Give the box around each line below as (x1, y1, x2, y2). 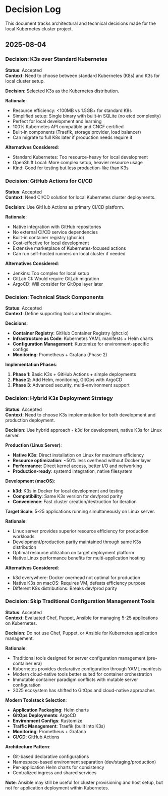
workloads (12, 533, 35, 539)
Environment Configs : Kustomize (12, 717, 83, 724)
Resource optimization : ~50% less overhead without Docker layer (12, 457, 151, 463)
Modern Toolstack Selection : (5, 697, 67, 703)
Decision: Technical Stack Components (5, 293, 104, 300)
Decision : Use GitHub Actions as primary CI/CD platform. (5, 204, 125, 210)
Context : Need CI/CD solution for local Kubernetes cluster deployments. (5, 194, 156, 200)
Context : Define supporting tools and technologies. (5, 311, 113, 317)
